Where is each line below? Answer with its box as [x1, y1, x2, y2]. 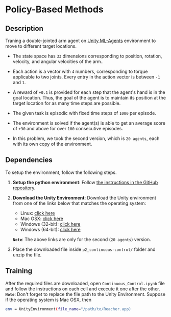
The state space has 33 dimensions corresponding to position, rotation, [12, 53, 162, 59]
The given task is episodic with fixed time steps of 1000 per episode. [12, 110, 157, 116]
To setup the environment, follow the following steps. [5, 169, 117, 175]
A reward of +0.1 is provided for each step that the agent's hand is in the [12, 89, 165, 95]
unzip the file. [12, 251, 42, 257]
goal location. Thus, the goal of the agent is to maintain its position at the [12, 95, 166, 101]
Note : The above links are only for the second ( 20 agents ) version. [12, 236, 152, 242]
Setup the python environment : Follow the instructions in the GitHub [12, 179, 158, 185]
